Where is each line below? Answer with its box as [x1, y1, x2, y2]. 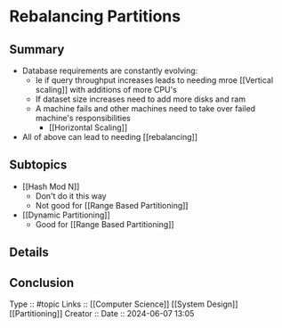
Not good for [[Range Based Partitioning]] [35, 200, 189, 210]
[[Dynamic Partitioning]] [21, 209, 111, 220]
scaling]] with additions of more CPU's [35, 85, 178, 94]
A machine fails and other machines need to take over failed [35, 103, 256, 113]
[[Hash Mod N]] [21, 181, 80, 192]
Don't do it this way [35, 190, 107, 201]
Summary [9, 42, 65, 57]
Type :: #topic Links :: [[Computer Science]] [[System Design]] [9, 299, 238, 309]
